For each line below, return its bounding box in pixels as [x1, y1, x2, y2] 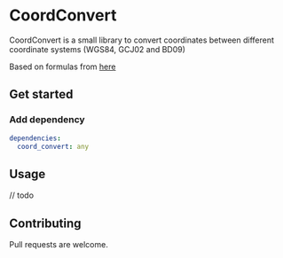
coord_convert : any [17, 142, 90, 151]
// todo [9, 190, 34, 200]
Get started [9, 87, 74, 102]
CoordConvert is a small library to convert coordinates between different [9, 35, 275, 45]
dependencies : [9, 134, 62, 143]
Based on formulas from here [9, 61, 116, 72]
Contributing [9, 215, 82, 231]
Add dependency [9, 113, 86, 126]
